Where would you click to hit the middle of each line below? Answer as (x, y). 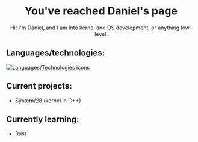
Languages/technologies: (56, 53)
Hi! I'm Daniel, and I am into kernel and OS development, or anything (95, 28)
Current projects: (39, 86)
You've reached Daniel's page (101, 11)
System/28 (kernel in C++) (48, 101)
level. (101, 34)
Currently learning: (43, 119)
